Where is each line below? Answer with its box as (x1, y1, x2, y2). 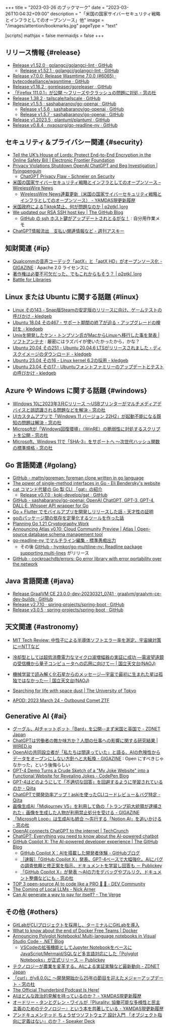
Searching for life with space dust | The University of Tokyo (12, 688, 137, 694)
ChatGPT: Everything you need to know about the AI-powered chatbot (12, 833, 159, 840)
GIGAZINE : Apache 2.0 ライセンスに (12, 265, 89, 271)
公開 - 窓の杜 (21, 432, 49, 438)
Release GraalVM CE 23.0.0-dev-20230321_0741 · (12, 591, 117, 597)
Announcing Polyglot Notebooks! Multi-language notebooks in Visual (12, 933, 156, 939)
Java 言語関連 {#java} (5, 577, 75, 585)
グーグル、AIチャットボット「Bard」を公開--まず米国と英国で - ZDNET (12, 726, 160, 732)
